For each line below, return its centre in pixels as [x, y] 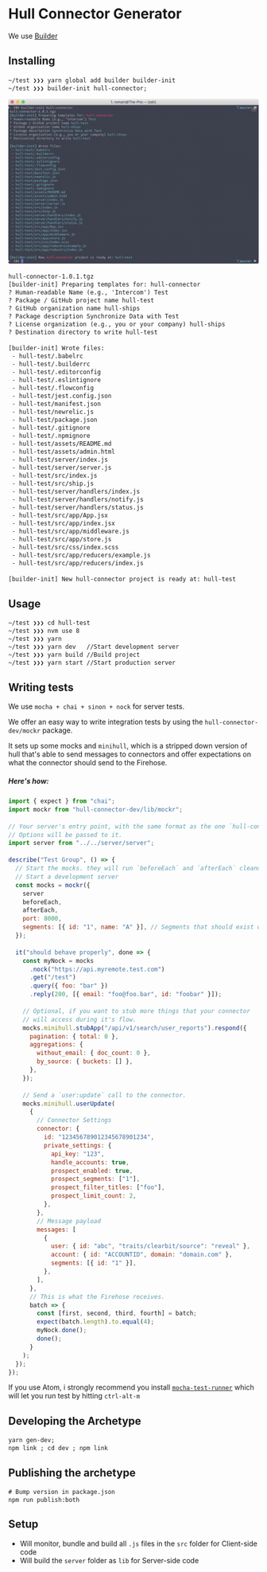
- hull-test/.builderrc [51, 364]
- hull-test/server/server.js [62, 468]
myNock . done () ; [62, 1331]
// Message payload [69, 1221]
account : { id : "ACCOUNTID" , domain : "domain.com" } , [141, 1255]
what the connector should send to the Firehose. [88, 763]
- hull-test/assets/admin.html [63, 452]
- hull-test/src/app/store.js [62, 540]
